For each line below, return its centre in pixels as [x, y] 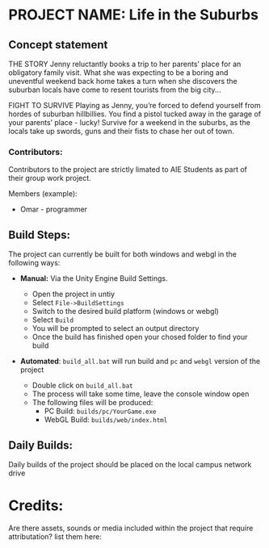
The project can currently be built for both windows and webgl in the [122, 254]
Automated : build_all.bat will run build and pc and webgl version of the [140, 362]
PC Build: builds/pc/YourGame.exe [100, 411]
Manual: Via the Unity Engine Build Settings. [94, 278]
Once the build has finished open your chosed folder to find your [140, 337]
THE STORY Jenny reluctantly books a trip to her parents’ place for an [125, 64]
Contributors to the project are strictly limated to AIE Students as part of [128, 169]
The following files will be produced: [92, 403]
